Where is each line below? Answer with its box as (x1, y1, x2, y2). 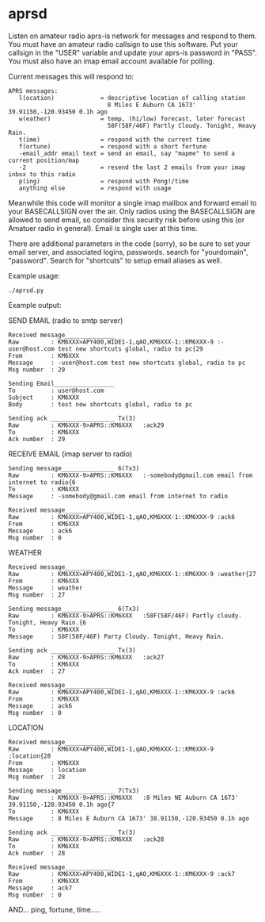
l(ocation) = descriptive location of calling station (18, 94, 246, 102)
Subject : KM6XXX (8, 394, 80, 401)
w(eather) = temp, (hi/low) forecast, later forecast (18, 114, 246, 123)
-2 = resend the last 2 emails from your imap (18, 163, 246, 171)
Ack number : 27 (8, 667, 66, 675)
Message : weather (8, 584, 83, 592)
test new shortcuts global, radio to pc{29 (58, 344, 203, 353)
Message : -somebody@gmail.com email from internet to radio (8, 492, 228, 500)
